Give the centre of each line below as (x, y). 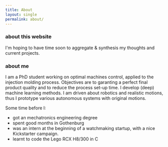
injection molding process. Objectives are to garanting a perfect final (76, 82)
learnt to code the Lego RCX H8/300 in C (55, 139)
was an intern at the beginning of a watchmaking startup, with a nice (84, 128)
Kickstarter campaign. (36, 133)
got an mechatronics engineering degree (55, 117)
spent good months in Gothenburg (48, 123)
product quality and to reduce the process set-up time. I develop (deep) (80, 87)
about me (17, 66)
